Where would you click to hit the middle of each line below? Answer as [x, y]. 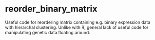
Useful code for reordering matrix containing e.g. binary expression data [78, 22]
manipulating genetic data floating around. [48, 32]
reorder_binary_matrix [51, 9]
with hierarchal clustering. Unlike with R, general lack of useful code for [77, 27]
